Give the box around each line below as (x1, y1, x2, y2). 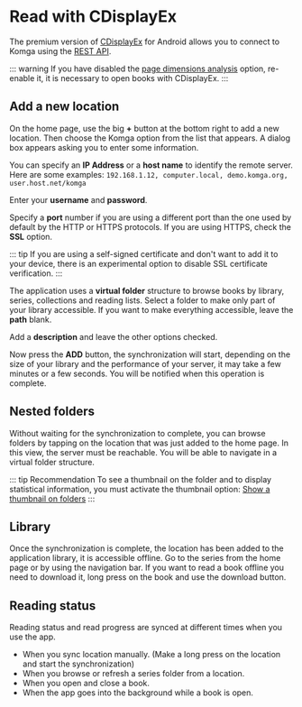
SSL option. (9, 231, 52, 242)
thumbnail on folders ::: (9, 493, 96, 504)
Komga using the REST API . (9, 45, 112, 56)
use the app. (9, 631, 56, 642)
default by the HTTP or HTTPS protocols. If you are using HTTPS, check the (9, 221, 291, 232)
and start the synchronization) (22, 658, 135, 669)
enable (9, 72, 35, 83)
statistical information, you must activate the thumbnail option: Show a (9, 483, 270, 494)
